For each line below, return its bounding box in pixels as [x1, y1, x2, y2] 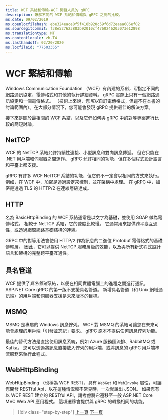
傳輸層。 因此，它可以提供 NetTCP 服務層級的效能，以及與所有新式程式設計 [5, 244, 161, 250]
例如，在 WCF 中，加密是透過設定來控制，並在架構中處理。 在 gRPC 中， [5, 179, 156, 185]
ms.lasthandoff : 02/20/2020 [5, 40, 64, 45]
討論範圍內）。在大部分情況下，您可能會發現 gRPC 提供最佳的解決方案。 [5, 104, 153, 110]
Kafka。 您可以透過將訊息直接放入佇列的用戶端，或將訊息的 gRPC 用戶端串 [5, 344, 160, 351]
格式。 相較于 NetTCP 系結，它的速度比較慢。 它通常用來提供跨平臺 [9, 221, 149, 227]
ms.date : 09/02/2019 [5, 17, 49, 22]
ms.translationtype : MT [5, 31, 55, 36]
